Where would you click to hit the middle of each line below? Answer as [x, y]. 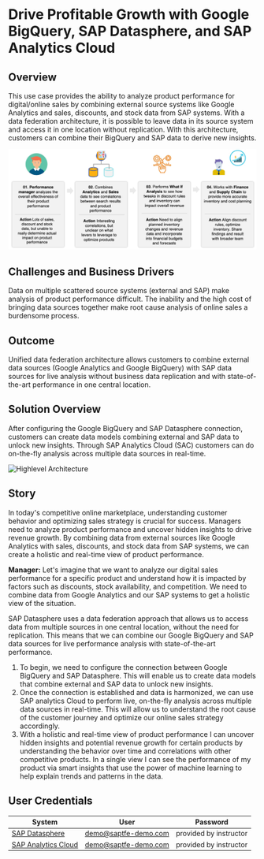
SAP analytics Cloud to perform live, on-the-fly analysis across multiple [136, 701]
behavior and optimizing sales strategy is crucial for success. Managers [125, 521]
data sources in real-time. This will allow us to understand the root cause [138, 709]
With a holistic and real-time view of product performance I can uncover [137, 734]
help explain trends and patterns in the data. [91, 776]
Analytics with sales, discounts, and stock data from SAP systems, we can [129, 546]
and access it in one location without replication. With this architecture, [123, 129]
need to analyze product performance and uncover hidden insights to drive [130, 529]
